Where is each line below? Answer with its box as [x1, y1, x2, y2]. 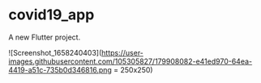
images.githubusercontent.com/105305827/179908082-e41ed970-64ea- [8, 56, 253, 66]
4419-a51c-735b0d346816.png [8, 64, 112, 74]
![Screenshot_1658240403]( [8, 48, 102, 57]
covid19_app [8, 6, 95, 24]
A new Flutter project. [8, 32, 81, 42]
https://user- [101, 48, 144, 57]
